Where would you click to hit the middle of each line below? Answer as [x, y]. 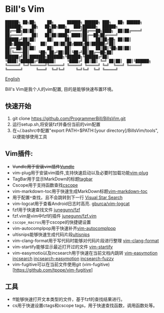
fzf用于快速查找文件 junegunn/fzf [46, 210]
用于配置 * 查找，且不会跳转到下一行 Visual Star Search [67, 197]
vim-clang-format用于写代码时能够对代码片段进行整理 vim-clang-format [85, 240]
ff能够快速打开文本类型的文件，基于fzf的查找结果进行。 [68, 299]
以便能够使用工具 [30, 136]
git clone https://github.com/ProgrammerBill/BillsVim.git [69, 118]
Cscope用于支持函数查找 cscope [45, 185]
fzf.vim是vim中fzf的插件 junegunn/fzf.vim [54, 216]
